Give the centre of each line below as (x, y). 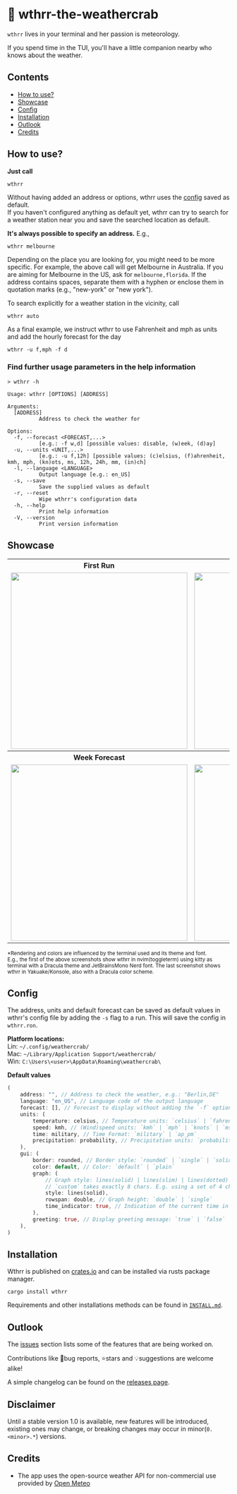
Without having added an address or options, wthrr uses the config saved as (119, 197)
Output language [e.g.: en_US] (85, 474)
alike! (15, 1368)
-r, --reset (31, 493)
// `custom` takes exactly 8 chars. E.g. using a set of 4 (133, 1187)
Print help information (74, 511)
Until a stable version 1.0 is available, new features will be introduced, (108, 1421)
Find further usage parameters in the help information (102, 367)
